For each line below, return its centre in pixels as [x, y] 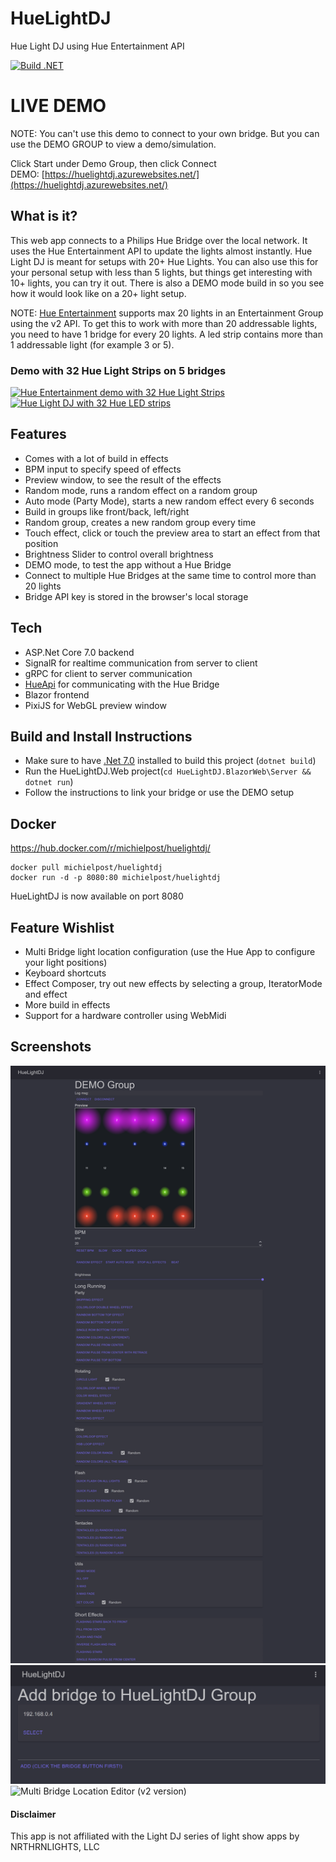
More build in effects [67, 1005]
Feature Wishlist [62, 927]
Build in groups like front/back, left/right [107, 511]
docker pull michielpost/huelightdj [86, 868]
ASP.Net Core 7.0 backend [79, 652]
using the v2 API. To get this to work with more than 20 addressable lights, [164, 323]
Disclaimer [33, 1814]
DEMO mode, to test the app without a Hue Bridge [128, 564]
